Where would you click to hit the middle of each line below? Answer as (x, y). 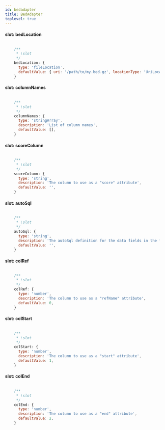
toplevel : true (21, 19)
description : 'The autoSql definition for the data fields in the (87, 241)
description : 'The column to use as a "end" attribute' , (78, 414)
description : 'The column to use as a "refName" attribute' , (82, 298)
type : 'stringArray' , (40, 121)
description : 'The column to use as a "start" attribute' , (80, 356)
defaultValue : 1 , (36, 361)
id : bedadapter (21, 10)
